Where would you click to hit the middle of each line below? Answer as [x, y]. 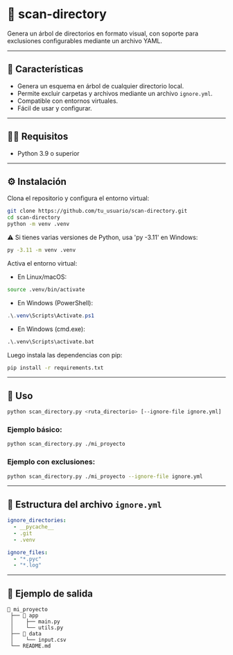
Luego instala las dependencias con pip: [65, 355]
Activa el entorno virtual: [42, 263]
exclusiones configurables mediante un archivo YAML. [85, 40]
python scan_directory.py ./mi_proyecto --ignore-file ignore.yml [105, 476]
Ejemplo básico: [35, 429]
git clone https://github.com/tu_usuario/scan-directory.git [97, 211]
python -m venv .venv [38, 224]
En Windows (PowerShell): [55, 302]
